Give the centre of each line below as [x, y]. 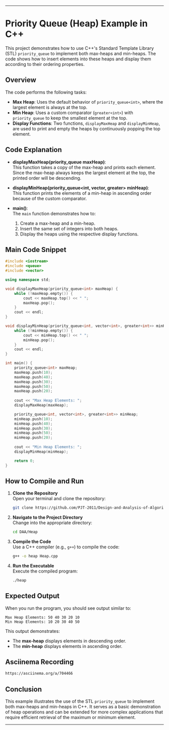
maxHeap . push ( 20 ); [33, 391]
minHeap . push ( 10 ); [33, 419]
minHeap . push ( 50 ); [33, 433]
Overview [21, 80]
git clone [23, 508]
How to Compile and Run [45, 481]
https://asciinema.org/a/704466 [39, 674]
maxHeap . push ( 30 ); [33, 382]
